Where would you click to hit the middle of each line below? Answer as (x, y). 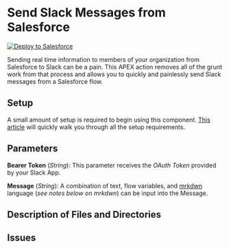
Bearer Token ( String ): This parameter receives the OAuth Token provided (112, 165)
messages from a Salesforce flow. (55, 81)
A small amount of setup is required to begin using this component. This (109, 120)
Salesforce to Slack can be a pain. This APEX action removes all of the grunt (115, 67)
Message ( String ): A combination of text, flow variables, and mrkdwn (105, 185)
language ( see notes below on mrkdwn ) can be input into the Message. (108, 193)
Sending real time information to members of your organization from (104, 59)
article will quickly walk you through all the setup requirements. (96, 127)
